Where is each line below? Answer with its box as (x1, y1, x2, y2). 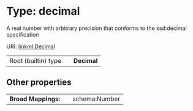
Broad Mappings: (9, 95, 61, 103)
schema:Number (72, 95, 121, 103)
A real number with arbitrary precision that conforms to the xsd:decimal (6, 24, 187, 32)
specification (6, 30, 39, 38)
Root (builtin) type (9, 56, 62, 65)
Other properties (6, 77, 72, 88)
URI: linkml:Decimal (6, 43, 55, 50)
